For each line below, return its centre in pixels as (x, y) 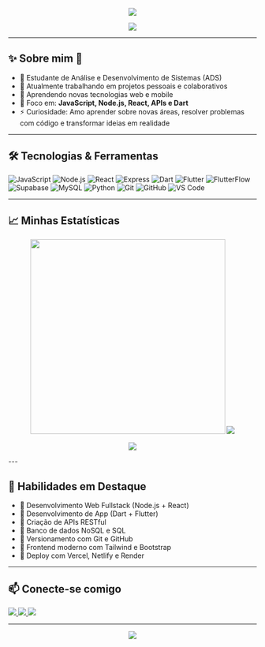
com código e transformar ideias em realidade (95, 123)
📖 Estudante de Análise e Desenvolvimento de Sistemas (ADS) (121, 77)
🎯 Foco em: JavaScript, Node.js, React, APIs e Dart (104, 103)
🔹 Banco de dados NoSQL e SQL (73, 531)
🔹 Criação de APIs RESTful (63, 522)
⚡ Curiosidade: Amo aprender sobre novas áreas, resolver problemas (132, 111)
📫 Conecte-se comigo (65, 589)
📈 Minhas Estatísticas (64, 221)
